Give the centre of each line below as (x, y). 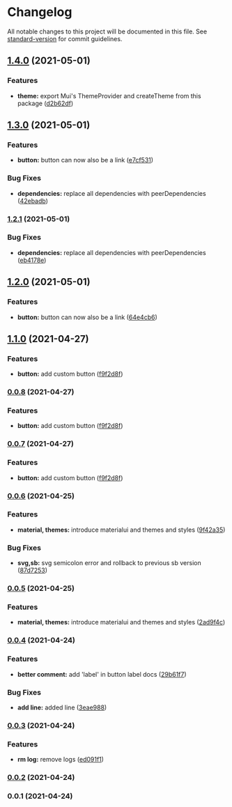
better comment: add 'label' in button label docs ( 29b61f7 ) (102, 674)
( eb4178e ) (32, 260)
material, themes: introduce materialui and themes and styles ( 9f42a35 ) (121, 530)
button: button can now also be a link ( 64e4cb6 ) (87, 317)
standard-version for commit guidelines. (65, 38)
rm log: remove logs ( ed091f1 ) (61, 760)
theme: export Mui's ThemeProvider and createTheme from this (109, 95)
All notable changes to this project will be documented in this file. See (107, 31)
